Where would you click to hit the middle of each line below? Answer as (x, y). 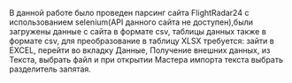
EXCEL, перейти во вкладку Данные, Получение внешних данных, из (140, 50)
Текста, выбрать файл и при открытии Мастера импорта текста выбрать (146, 60)
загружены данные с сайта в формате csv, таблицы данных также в (138, 31)
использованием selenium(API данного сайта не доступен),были (131, 22)
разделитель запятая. (50, 69)
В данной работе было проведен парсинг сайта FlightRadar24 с (129, 13)
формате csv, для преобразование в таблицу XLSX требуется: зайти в (142, 41)
